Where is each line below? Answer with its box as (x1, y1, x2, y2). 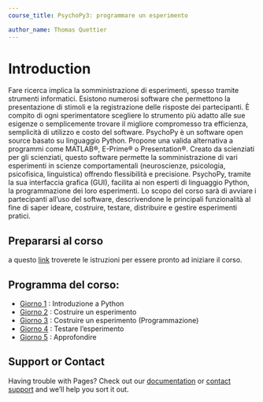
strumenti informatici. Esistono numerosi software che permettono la (8, 94, 231, 103)
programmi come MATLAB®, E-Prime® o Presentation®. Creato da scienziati (8, 144, 255, 154)
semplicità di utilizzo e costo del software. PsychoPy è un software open (8, 128, 244, 137)
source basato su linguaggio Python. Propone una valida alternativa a (8, 136, 234, 146)
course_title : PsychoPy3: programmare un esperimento (8, 11, 189, 20)
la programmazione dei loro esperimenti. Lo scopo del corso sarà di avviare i (8, 186, 257, 195)
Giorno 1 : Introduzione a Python (19, 299, 124, 308)
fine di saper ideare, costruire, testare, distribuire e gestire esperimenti (8, 203, 238, 213)
